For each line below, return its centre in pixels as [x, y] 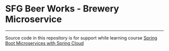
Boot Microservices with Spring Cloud [45, 43]
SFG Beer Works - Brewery [62, 9]
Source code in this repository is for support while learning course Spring [81, 37]
